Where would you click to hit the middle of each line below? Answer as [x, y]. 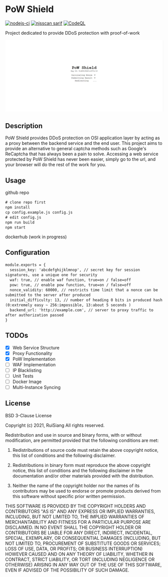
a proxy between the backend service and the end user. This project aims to [84, 143]
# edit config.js [23, 217]
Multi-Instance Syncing [37, 387]
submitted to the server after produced [48, 295]
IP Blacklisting [27, 370]
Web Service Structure [36, 347]
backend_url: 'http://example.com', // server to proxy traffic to [82, 310]
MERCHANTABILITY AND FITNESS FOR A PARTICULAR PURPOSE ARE [78, 522]
